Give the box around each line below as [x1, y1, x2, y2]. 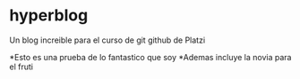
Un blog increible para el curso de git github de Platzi [9, 35, 206, 45]
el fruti [9, 61, 34, 72]
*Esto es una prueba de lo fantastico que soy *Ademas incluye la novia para [9, 51, 292, 62]
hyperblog [9, 5, 89, 26]
